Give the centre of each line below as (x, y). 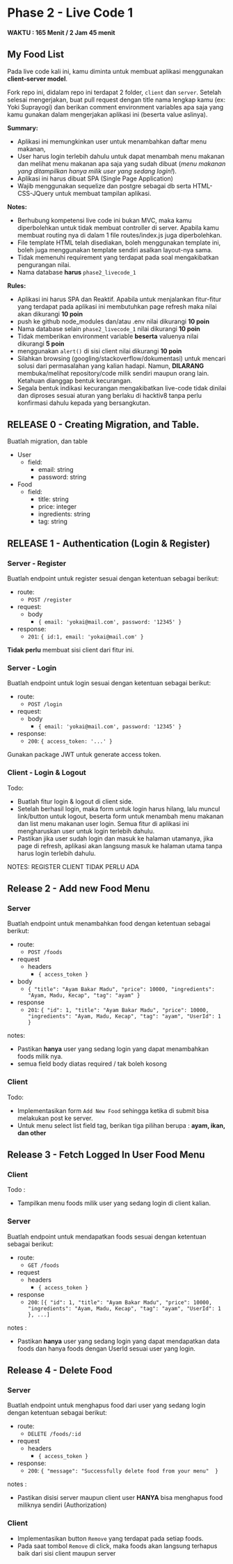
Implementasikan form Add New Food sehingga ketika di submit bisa (113, 1110)
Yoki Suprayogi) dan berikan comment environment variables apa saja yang (115, 107)
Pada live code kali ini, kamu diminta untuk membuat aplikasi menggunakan (115, 71)
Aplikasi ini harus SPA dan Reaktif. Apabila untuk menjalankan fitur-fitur (119, 299)
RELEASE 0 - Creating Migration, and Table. (103, 424)
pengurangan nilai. (44, 264)
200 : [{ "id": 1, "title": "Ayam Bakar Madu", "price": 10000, (120, 1302)
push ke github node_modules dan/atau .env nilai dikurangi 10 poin (113, 321)
